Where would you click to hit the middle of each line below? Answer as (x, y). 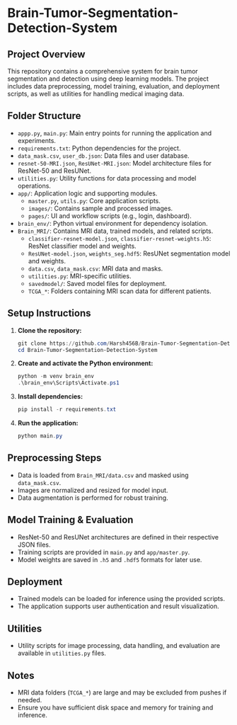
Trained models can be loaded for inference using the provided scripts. (121, 599)
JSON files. (34, 544)
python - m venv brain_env (56, 377)
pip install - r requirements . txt (67, 410)
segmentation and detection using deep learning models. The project (108, 79)
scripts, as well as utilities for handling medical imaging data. (96, 94)
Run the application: (48, 423)
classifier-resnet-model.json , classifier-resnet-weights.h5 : (120, 238)
